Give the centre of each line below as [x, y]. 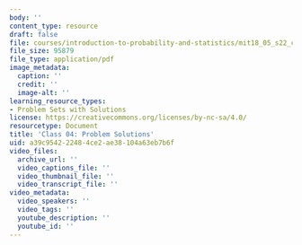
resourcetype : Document [54, 127]
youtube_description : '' [64, 218]
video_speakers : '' [54, 201]
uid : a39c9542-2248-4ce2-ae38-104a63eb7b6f [92, 143]
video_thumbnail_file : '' [66, 176]
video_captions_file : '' [64, 168]
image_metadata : [40, 68]
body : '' [26, 17]
